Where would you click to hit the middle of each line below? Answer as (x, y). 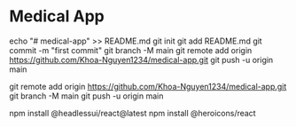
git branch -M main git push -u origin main (86, 96)
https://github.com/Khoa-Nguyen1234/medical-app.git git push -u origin (141, 60)
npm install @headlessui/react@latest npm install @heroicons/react (132, 113)
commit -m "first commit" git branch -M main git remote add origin (131, 50)
